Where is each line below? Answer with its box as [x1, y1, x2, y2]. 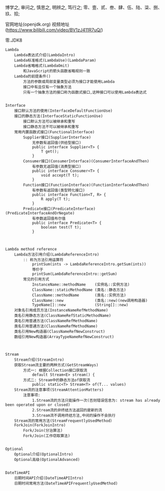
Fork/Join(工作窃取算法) [23, 433, 70, 438]
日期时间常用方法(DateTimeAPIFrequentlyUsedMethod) [14, 481, 118, 486]
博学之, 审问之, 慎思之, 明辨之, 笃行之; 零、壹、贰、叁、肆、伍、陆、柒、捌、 [5, 5, 162, 10]
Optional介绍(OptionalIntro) [14, 452, 73, 457]
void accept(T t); [40, 173, 79, 178]
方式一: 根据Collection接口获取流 [23, 368, 87, 373]
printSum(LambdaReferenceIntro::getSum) [31, 272, 117, 277]
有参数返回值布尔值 [31, 216, 66, 221]
